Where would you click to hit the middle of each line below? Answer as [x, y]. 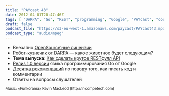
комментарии [27, 74]
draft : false [19, 24]
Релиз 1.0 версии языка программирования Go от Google [74, 64]
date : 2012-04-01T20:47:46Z [35, 15]
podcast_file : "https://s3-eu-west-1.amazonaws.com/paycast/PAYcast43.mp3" [86, 29]
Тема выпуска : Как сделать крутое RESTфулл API [66, 58]
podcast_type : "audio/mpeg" [35, 33]
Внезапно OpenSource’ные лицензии [52, 47]
